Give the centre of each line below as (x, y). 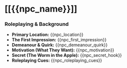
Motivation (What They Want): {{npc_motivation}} (63, 50)
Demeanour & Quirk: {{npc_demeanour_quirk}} (60, 45)
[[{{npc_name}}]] (41, 9)
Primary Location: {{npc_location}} (48, 34)
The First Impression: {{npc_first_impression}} (59, 40)
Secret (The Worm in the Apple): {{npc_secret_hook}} (67, 55)
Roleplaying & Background (37, 24)
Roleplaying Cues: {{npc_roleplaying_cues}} (57, 60)
